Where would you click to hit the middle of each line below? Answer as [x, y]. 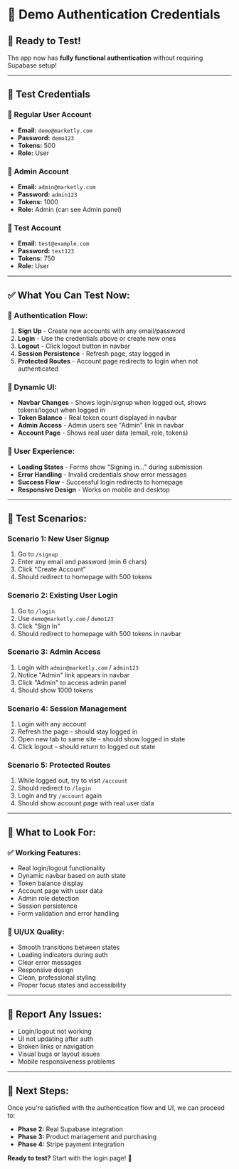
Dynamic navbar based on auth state [71, 876]
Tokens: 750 [36, 258]
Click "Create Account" [52, 569]
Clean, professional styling [57, 978]
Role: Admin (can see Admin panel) [70, 209]
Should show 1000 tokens [55, 690]
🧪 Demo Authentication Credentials [114, 15]
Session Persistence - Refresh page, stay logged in [94, 353]
